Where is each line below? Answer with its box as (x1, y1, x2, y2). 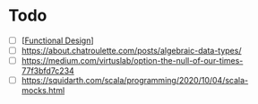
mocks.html (21, 85, 65, 96)
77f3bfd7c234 (21, 65, 75, 76)
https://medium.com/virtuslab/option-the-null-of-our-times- (21, 56, 244, 66)
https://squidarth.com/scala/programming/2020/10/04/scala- (21, 75, 249, 86)
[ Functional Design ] (21, 35, 95, 46)
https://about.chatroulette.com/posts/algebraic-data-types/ (21, 46, 242, 56)
